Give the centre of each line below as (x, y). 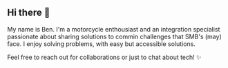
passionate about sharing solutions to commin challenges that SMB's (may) (115, 36)
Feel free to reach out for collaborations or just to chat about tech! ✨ (104, 57)
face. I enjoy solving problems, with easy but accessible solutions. (101, 44)
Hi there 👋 (29, 13)
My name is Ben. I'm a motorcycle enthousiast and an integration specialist (114, 29)
